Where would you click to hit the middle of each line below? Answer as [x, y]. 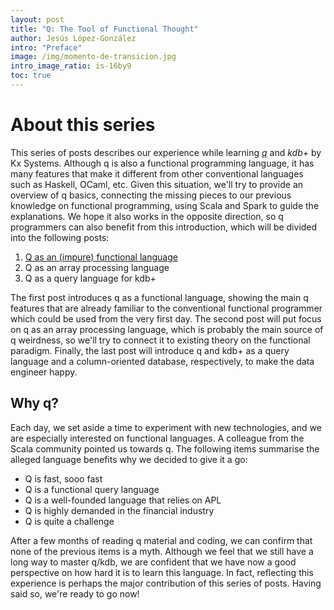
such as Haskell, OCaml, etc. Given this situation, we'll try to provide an [157, 184]
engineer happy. [44, 372]
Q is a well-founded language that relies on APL [123, 500]
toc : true [31, 76]
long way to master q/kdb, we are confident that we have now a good [153, 562]
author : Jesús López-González [73, 38]
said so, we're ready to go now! [75, 593]
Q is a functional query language [92, 489]
